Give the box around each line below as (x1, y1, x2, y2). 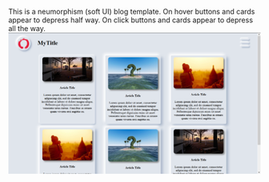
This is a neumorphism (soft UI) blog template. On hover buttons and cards (8, 7, 255, 16)
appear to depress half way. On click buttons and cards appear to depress (8, 15, 254, 25)
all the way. (8, 24, 46, 33)
